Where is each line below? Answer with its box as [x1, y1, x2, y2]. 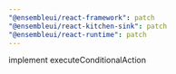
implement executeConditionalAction [8, 55, 147, 66]
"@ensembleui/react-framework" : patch [8, 13, 155, 23]
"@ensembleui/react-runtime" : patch [8, 30, 147, 39]
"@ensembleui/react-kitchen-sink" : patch [8, 22, 168, 31]
